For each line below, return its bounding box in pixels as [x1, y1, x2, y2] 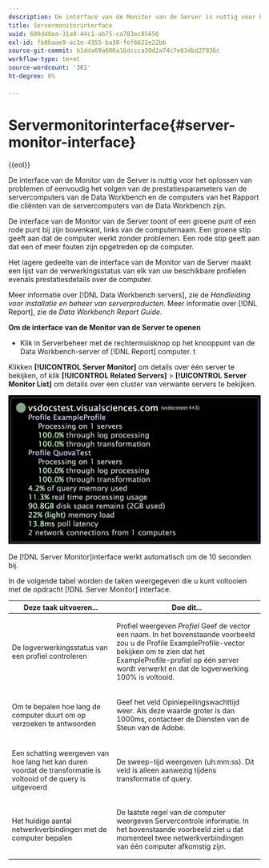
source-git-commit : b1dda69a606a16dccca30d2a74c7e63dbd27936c [8, 46, 220, 55]
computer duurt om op [11, 710, 86, 720]
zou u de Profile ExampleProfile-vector [115, 638, 246, 648]
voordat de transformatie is [11, 765, 102, 775]
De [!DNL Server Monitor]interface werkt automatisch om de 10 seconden [8, 552, 251, 562]
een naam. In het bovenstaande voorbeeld [115, 630, 255, 640]
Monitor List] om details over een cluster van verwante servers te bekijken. [8, 379, 257, 389]
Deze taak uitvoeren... [23, 602, 98, 612]
